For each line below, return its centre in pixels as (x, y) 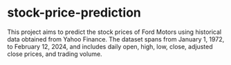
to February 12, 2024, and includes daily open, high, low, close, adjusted (110, 46)
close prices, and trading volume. (55, 54)
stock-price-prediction (74, 13)
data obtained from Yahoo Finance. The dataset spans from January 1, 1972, (116, 39)
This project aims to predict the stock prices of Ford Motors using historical (114, 32)
